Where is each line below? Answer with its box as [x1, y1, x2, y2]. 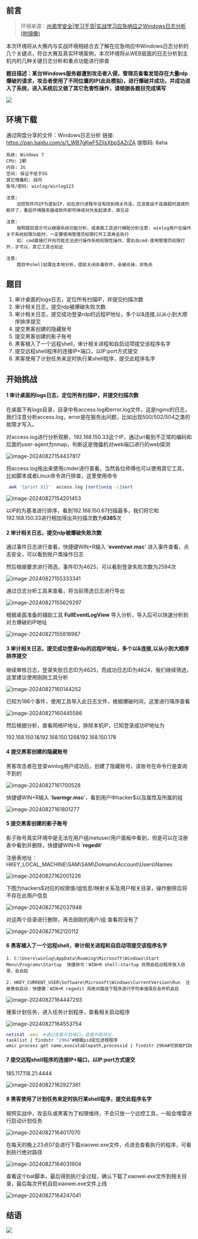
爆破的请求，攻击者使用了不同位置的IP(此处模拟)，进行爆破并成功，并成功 [6, 77, 186, 84]
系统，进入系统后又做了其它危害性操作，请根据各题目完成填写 [16, 85, 166, 92]
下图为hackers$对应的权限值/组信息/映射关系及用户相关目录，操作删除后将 [6, 884, 187, 892]
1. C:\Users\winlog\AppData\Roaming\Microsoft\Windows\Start [6, 955, 160, 961]
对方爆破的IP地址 [6, 619, 47, 626]
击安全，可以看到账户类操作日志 [6, 551, 84, 558]
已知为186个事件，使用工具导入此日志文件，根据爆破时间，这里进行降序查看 [6, 698, 190, 705]
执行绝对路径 [11, 1148, 42, 1156]
